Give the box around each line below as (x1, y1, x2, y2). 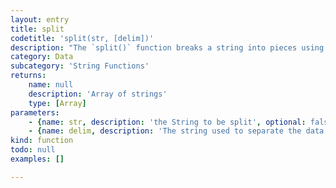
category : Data (10, 52, 74, 62)
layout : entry (10, 14, 70, 25)
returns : (10, 71, 47, 81)
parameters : (10, 107, 60, 118)
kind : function (10, 136, 74, 146)
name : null (28, 80, 74, 90)
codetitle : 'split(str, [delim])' (10, 33, 155, 43)
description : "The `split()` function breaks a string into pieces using (10, 42, 325, 53)
